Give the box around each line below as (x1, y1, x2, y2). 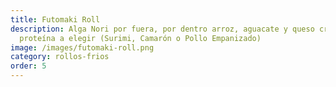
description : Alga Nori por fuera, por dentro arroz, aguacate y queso (10, 24, 315, 34)
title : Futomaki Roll (10, 14, 101, 25)
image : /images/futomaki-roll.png (10, 42, 155, 53)
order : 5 (10, 61, 47, 71)
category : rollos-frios (10, 52, 110, 62)
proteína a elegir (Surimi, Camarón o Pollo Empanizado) (19, 33, 262, 43)
